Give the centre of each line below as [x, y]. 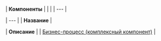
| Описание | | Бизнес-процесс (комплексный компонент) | [80, 32]
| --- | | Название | [29, 20]
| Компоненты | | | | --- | [36, 9]
